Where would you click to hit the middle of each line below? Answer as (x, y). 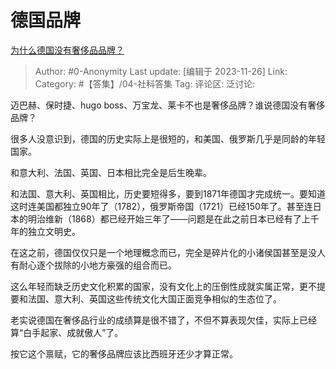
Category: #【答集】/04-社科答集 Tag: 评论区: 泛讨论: (145, 83)
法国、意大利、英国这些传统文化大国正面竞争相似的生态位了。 (154, 298)
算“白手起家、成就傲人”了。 (67, 332)
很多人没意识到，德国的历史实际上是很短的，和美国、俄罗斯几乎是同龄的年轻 (168, 138)
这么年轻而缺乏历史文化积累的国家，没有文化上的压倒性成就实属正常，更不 (163, 286)
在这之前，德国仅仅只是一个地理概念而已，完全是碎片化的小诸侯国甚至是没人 (168, 252)
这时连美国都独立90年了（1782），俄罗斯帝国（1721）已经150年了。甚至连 (161, 206)
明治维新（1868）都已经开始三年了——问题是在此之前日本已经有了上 (169, 218)
